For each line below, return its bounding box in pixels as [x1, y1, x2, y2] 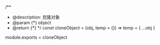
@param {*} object [12, 20, 51, 25]
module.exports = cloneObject [5, 34, 68, 40]
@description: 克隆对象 [12, 14, 60, 20]
